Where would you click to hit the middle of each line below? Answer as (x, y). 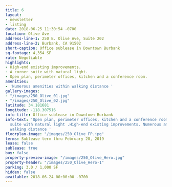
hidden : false (20, 172)
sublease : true (21, 148)
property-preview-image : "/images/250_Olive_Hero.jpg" (65, 158)
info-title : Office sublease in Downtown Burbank (59, 115)
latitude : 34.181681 (27, 106)
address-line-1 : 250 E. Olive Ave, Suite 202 (55, 39)
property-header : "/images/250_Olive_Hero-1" (55, 162)
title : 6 (15, 10)
